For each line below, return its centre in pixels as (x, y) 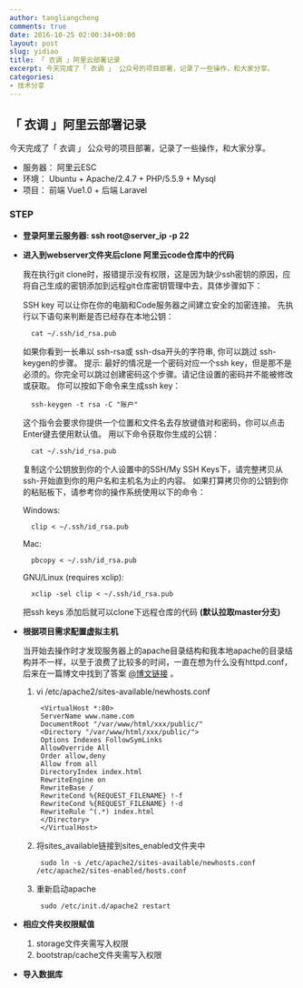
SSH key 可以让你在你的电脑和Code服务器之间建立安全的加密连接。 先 (154, 305)
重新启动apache (66, 889)
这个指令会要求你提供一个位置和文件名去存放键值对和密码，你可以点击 (154, 422)
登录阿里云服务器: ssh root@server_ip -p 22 (106, 235)
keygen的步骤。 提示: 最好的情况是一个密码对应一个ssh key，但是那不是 (157, 363)
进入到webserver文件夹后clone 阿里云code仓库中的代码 (128, 255)
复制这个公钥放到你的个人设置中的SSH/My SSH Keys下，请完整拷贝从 (153, 469)
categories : (32, 77)
